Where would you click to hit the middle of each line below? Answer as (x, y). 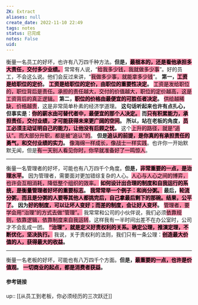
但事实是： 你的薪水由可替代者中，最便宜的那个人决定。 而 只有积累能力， (95, 113)
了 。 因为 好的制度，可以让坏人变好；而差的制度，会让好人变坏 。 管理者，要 (98, 205)
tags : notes (21, 28)
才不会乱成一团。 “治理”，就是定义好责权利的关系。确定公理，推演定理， (95, 227)
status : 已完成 (23, 34)
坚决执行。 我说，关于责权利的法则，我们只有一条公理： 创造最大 (105, 234)
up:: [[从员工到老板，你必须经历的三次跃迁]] (59, 296)
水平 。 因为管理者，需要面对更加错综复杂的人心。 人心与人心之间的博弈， (100, 175)
